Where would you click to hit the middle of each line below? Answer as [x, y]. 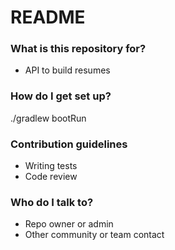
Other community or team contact [94, 235]
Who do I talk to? [52, 202]
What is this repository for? [78, 49]
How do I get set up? [61, 96]
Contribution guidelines [69, 144]
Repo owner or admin [69, 224]
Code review [51, 177]
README [48, 17]
